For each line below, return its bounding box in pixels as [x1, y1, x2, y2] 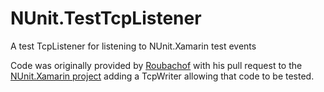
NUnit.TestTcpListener [10, 7, 202, 30]
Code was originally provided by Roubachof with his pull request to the [10, 59, 303, 71]
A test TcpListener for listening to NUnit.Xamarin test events [10, 40, 257, 52]
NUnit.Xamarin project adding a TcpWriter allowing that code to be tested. [10, 70, 315, 82]
